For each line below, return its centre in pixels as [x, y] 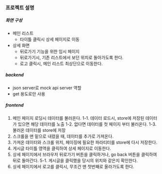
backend [15, 75]
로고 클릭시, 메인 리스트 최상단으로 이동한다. [61, 63]
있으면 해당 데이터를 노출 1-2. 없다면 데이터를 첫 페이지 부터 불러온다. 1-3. [87, 124]
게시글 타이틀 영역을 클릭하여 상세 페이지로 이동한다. [62, 148]
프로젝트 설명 [20, 7]
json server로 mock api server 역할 [47, 88]
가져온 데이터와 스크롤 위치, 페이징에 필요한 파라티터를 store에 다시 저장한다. [85, 142]
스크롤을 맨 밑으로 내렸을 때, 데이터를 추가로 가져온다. [63, 136]
